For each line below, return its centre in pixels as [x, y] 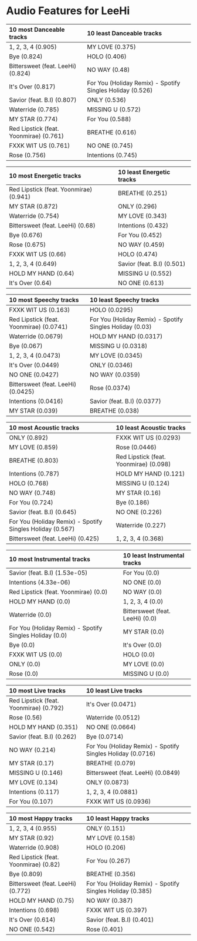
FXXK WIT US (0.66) [38, 254]
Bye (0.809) [26, 874]
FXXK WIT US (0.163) [40, 309]
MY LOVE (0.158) [111, 838]
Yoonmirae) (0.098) [143, 464]
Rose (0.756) [28, 155]
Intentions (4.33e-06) [40, 582]
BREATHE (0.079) [111, 763]
